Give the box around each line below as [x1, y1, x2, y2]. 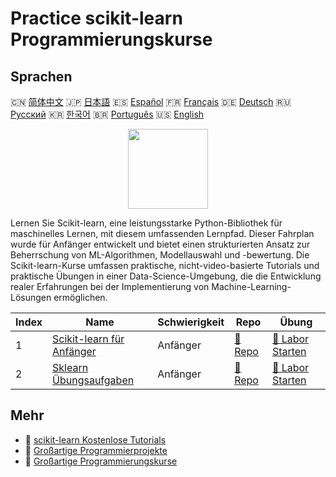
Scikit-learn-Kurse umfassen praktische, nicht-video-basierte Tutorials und [10, 260, 320, 271]
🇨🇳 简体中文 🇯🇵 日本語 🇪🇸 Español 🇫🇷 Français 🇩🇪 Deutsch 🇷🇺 [10, 96, 292, 107]
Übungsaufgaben [52, 373, 135, 387]
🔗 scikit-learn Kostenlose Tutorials [24, 433, 167, 446]
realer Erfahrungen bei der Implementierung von [10, 281, 210, 292]
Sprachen [10, 68, 73, 85]
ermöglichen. [53, 292, 108, 303]
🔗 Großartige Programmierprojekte [24, 444, 168, 456]
